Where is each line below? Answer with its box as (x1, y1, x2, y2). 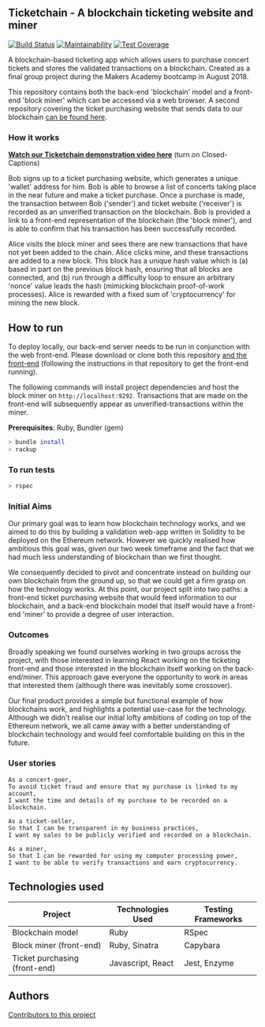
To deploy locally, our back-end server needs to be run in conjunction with (8, 341, 250, 351)
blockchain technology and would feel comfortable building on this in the (8, 730, 245, 739)
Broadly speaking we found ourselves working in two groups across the (8, 647, 242, 656)
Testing (203, 904, 233, 915)
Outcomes (8, 630, 50, 641)
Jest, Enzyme (184, 957, 234, 969)
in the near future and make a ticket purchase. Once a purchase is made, (8, 190, 245, 200)
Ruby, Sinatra (109, 939, 159, 950)
